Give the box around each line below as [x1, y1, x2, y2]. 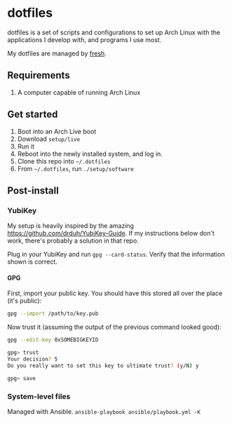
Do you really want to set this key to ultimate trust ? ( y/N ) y [7, 362, 199, 369]
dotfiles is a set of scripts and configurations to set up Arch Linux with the [7, 28, 221, 36]
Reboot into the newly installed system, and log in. [17, 149, 163, 158]
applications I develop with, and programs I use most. [7, 35, 162, 43]
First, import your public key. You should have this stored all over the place [7, 289, 223, 297]
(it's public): [7, 297, 42, 305]
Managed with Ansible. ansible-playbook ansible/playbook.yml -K [7, 408, 201, 415]
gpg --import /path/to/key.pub [7, 310, 99, 317]
